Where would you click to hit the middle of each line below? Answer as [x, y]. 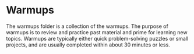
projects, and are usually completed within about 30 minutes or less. [88, 45]
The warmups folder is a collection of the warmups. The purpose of [87, 26]
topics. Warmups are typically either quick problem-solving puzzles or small [97, 38]
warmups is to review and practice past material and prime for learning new [97, 32]
